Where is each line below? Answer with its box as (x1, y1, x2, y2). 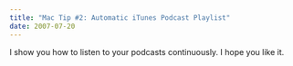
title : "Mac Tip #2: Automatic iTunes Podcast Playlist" (9, 13, 231, 23)
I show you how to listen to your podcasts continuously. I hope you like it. (9, 46, 285, 57)
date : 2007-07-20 (9, 22, 76, 31)
